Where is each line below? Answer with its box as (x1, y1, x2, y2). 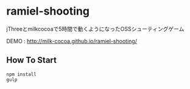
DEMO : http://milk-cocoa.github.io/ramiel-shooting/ (6, 37, 137, 44)
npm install (6, 71, 37, 77)
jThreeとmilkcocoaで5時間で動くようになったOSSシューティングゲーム (6, 25, 185, 32)
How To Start (6, 55, 57, 65)
